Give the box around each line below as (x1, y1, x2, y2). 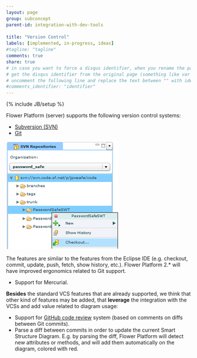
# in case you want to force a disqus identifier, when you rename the (6, 65, 185, 71)
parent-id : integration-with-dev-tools (6, 22, 104, 28)
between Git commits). (14, 320, 70, 327)
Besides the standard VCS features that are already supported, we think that (6, 291, 191, 298)
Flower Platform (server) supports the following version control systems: (6, 112, 181, 119)
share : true (6, 59, 35, 65)
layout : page (6, 9, 38, 15)
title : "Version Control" (6, 34, 69, 40)
